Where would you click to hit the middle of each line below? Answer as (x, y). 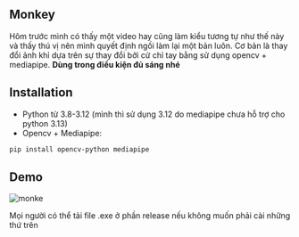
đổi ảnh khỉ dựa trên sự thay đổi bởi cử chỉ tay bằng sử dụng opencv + (138, 55)
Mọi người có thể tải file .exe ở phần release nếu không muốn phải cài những (150, 216)
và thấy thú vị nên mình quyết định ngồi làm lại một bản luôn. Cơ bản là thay (149, 45)
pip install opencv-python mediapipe (79, 149)
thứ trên (24, 225)
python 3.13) (45, 123)
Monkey (33, 15)
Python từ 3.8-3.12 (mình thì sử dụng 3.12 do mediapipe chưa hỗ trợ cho (154, 114)
